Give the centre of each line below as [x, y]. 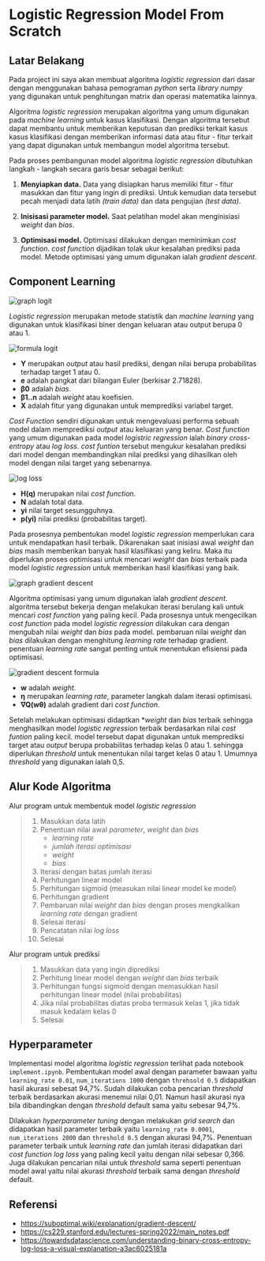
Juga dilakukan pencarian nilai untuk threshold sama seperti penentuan [125, 1163]
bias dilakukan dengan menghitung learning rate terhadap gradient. [119, 640]
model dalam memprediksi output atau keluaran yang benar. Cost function [129, 429]
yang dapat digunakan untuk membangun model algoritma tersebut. [119, 145]
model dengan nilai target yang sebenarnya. [80, 462]
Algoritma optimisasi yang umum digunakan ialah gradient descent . [118, 598]
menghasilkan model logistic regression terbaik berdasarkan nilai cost [122, 728]
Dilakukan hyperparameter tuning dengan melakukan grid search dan [122, 1121]
